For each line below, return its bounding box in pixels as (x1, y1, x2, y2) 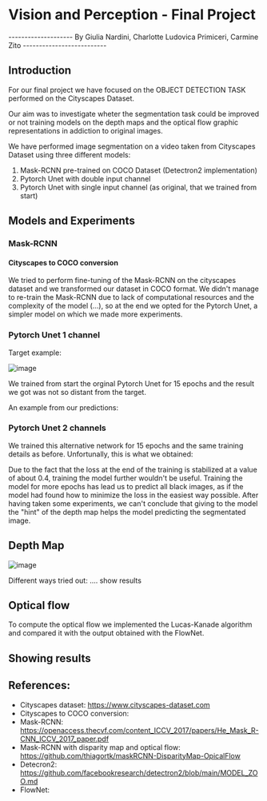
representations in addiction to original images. (8, 126, 163, 135)
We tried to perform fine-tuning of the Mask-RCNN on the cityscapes (8, 276, 237, 285)
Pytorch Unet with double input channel (19, 173, 151, 183)
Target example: (8, 348, 62, 357)
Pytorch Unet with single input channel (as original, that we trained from (19, 182, 257, 192)
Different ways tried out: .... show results (8, 576, 142, 585)
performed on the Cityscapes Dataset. (8, 94, 134, 103)
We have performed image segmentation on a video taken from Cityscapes (8, 141, 256, 151)
